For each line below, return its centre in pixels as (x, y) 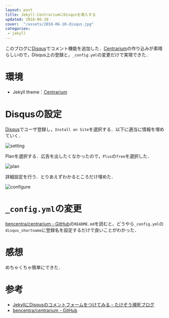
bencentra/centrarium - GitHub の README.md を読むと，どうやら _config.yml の (85, 223)
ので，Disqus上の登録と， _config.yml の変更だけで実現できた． (85, 55)
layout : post (19, 10)
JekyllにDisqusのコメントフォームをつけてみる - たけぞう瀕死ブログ (83, 304)
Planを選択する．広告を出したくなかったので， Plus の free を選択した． (79, 156)
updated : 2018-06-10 (27, 19)
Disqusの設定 (34, 115)
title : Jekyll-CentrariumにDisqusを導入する (51, 15)
